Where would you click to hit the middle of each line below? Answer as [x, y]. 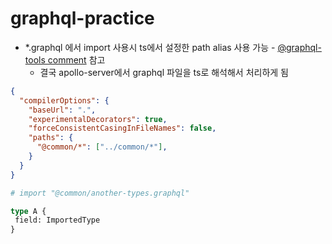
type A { [28, 211]
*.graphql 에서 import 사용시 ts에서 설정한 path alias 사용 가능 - [150, 47]
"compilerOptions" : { [64, 100]
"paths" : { [51, 138]
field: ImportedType [57, 220]
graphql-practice [82, 18]
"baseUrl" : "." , [62, 110]
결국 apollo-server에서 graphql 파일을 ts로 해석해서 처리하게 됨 [164, 72]
